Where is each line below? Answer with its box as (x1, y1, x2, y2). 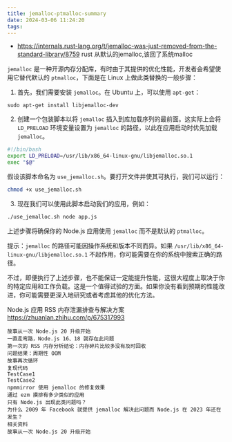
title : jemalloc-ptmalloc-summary (7, 10, 107, 17)
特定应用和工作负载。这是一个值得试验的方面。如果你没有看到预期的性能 (12, 282, 219, 291)
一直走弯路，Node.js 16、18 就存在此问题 (7, 335, 115, 342)
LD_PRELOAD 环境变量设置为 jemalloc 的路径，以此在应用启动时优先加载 (17, 124, 217, 132)
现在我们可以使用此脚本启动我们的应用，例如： (17, 199, 151, 208)
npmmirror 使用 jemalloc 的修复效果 (7, 384, 106, 391)
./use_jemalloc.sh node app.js (7, 213, 97, 220)
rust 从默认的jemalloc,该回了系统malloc (81, 50, 193, 59)
